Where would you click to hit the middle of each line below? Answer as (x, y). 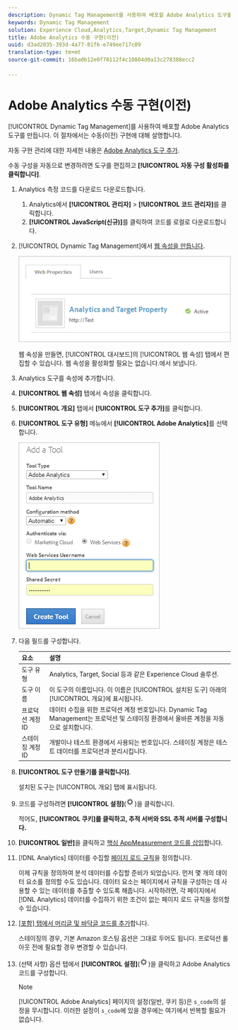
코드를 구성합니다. (43, 973)
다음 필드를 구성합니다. (49, 641)
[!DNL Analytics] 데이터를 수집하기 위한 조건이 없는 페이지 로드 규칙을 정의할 (124, 899)
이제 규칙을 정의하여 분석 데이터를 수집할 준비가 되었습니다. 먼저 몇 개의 (116, 872)
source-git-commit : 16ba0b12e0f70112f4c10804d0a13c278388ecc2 (101, 60)
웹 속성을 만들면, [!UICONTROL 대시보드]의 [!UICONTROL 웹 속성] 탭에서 (120, 354)
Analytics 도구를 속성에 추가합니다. (67, 378)
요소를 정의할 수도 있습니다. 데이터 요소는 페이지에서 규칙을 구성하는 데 (123, 881)
